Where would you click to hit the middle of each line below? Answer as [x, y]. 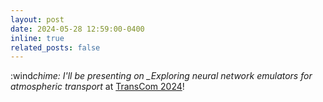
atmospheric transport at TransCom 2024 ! [97, 87]
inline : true [37, 38]
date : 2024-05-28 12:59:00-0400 [77, 29]
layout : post [37, 19]
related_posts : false [55, 47]
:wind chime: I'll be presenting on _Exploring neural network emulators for [161, 76]
